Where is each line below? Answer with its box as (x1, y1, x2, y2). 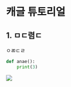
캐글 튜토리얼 (6, 5, 66, 19)
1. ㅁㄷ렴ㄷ (6, 30, 42, 40)
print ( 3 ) (16, 64, 38, 70)
